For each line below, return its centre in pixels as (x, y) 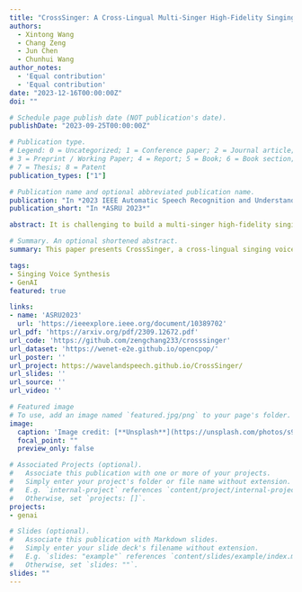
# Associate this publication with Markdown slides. (114, 540)
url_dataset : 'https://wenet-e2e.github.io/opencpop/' (114, 349)
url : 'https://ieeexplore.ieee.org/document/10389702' (122, 324)
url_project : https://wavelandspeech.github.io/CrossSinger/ (126, 365)
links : (22, 307)
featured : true (38, 291)
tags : (19, 265)
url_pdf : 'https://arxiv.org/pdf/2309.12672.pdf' (104, 332)
